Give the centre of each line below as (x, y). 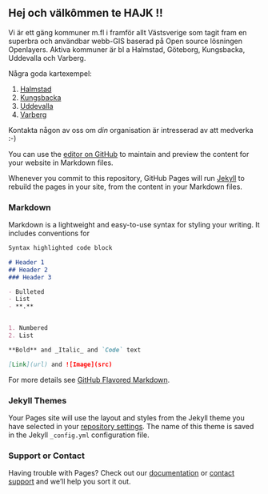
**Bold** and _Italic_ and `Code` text (75, 350)
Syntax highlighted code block (60, 248)
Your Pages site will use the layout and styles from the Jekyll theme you (127, 418)
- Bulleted (26, 291)
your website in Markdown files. (61, 163)
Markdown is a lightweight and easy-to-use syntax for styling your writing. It (134, 225)
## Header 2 (28, 270)
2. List (21, 335)
